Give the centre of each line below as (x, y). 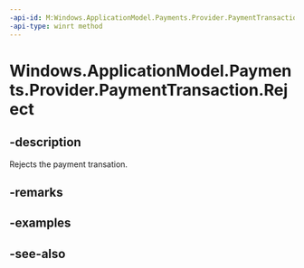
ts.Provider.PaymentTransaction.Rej (149, 90)
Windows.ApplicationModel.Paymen (151, 71)
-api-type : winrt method (56, 26)
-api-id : (26, 18)
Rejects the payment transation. (69, 164)
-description (45, 142)
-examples (40, 223)
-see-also (38, 254)
